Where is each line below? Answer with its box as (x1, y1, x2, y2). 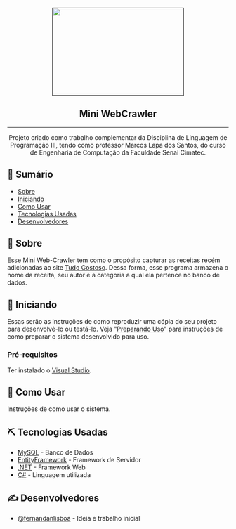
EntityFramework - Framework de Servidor (17, 456, 142, 464)
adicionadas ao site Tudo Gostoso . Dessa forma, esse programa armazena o (7, 263, 229, 272)
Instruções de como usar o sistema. (7, 405, 111, 413)
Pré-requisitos (7, 350, 58, 360)
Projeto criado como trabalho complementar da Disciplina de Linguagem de (8, 133, 228, 141)
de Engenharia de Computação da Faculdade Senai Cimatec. (29, 148, 206, 157)
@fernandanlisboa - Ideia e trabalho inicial (17, 514, 140, 522)
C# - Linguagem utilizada (17, 471, 91, 479)
